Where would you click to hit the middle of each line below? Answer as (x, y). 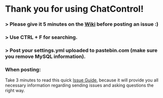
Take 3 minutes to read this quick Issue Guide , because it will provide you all (82, 80)
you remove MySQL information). (45, 56)
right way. (15, 91)
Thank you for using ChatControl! (74, 9)
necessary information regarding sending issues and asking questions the (79, 85)
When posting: (23, 69)
